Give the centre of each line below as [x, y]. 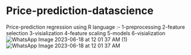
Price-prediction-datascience [80, 11]
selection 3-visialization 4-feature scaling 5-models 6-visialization [86, 33]
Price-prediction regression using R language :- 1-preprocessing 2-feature [95, 27]
